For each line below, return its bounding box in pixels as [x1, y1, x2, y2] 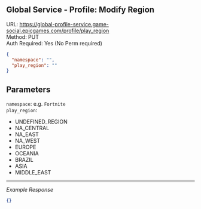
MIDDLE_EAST [14, 169, 51, 176]
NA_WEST [14, 137, 41, 145]
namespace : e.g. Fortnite [6, 100, 66, 107]
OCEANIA [14, 150, 39, 157]
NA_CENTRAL [14, 125, 50, 132]
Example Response [6, 186, 54, 193]
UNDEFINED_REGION [14, 118, 68, 125]
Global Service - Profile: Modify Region [6, 5, 154, 15]
